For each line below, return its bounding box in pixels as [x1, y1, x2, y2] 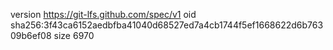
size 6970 [53, 30, 95, 41]
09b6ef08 [10, 30, 52, 41]
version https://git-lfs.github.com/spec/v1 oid [10, 9, 197, 20]
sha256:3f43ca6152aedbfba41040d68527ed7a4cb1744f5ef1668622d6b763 [10, 19, 324, 31]
